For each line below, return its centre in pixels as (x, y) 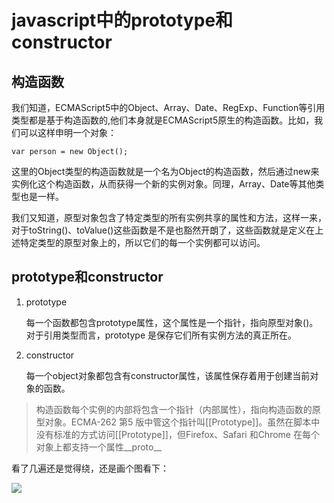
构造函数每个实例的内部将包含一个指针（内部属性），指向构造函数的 (174, 409)
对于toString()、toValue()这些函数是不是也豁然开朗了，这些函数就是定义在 (163, 230)
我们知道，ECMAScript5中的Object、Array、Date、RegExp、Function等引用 (168, 107)
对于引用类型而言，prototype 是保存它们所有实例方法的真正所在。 (161, 335)
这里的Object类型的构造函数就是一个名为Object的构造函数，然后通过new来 (165, 171)
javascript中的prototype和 (122, 20)
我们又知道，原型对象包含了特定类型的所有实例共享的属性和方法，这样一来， (169, 217)
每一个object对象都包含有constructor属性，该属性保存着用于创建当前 (168, 375)
